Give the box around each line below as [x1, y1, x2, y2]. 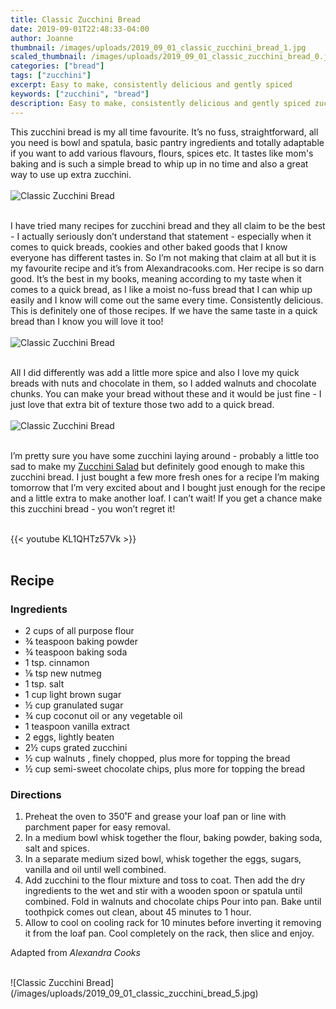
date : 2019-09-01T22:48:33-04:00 [10, 24, 150, 34]
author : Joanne [10, 33, 74, 43]
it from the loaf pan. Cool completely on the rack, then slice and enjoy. [24, 927, 315, 940]
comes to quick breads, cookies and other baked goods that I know [10, 241, 288, 253]
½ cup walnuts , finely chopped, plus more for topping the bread [24, 752, 291, 765]
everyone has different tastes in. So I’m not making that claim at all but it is [10, 251, 317, 263]
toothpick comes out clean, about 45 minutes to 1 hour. [24, 906, 252, 918]
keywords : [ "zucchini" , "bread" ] [10, 89, 150, 99]
